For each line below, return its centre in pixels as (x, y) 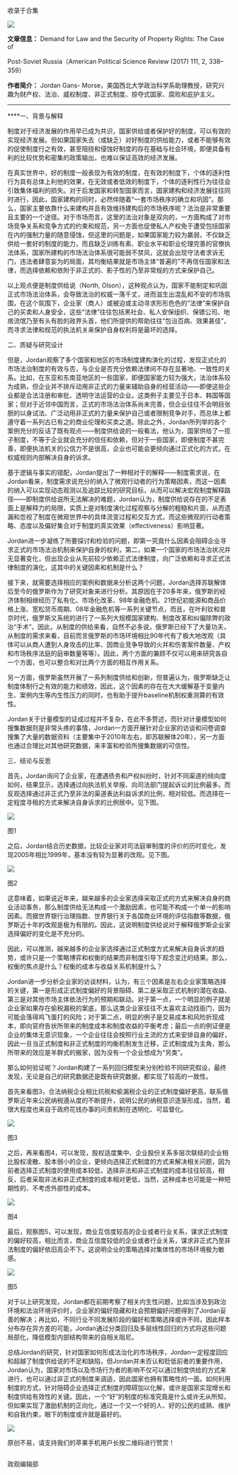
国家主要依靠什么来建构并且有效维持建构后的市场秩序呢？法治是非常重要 (125, 208)
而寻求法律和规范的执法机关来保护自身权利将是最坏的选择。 (94, 330)
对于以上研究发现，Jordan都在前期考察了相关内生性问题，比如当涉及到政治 (117, 1302)
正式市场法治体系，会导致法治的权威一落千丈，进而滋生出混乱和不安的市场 (116, 294)
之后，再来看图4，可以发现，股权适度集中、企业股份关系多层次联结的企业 (115, 1153)
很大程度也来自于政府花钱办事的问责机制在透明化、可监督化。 (97, 1109)
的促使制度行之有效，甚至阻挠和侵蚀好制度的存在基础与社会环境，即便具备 (116, 149)
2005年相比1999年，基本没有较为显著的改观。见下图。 (93, 855)
